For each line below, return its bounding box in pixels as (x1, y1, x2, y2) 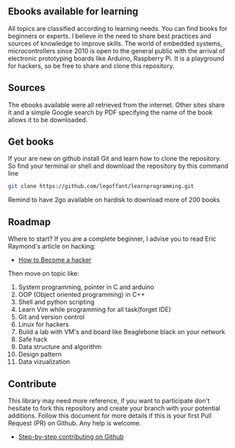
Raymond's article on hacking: (8, 242, 96, 251)
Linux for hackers (18, 320, 69, 329)
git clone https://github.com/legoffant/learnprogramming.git (8, 183, 194, 190)
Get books (8, 136, 54, 148)
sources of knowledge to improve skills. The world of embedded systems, (8, 39, 222, 48)
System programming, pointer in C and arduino (18, 283, 154, 291)
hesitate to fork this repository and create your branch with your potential (8, 404, 221, 412)
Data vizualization (18, 357, 70, 366)
